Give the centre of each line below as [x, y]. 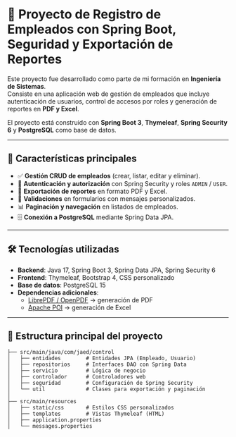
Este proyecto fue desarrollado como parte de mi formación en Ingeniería [114, 79]
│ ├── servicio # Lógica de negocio [77, 371]
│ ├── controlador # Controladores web [77, 377]
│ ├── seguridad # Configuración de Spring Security [100, 383]
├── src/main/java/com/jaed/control [61, 352]
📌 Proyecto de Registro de [84, 14]
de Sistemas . [27, 86]
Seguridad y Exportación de [90, 44]
